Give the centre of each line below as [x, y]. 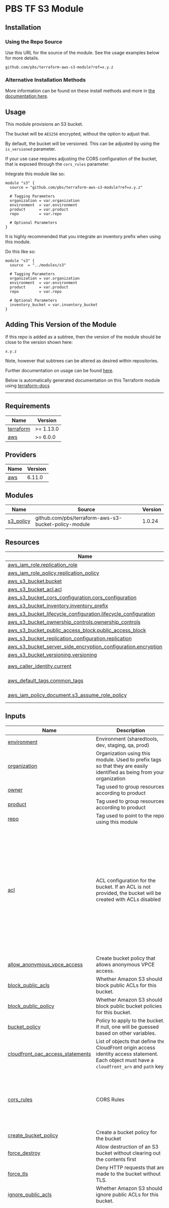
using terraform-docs [27, 385]
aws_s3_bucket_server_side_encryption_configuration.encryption [85, 647]
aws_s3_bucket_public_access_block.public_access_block [77, 630]
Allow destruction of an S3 [127, 1147]
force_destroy [24, 1153]
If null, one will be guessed [128, 1027]
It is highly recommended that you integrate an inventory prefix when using [83, 236]
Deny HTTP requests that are [130, 1167]
